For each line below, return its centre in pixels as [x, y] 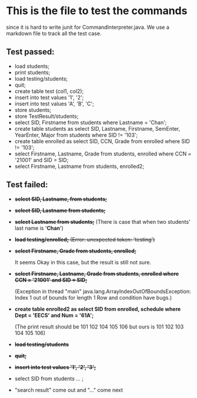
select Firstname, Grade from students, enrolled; [75, 251]
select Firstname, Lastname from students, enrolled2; [79, 166]
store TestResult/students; [46, 116]
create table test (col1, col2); [49, 91]
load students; [32, 66]
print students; [32, 72]
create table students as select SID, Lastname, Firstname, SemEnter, [97, 128]
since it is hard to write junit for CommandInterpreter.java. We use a [88, 27]
